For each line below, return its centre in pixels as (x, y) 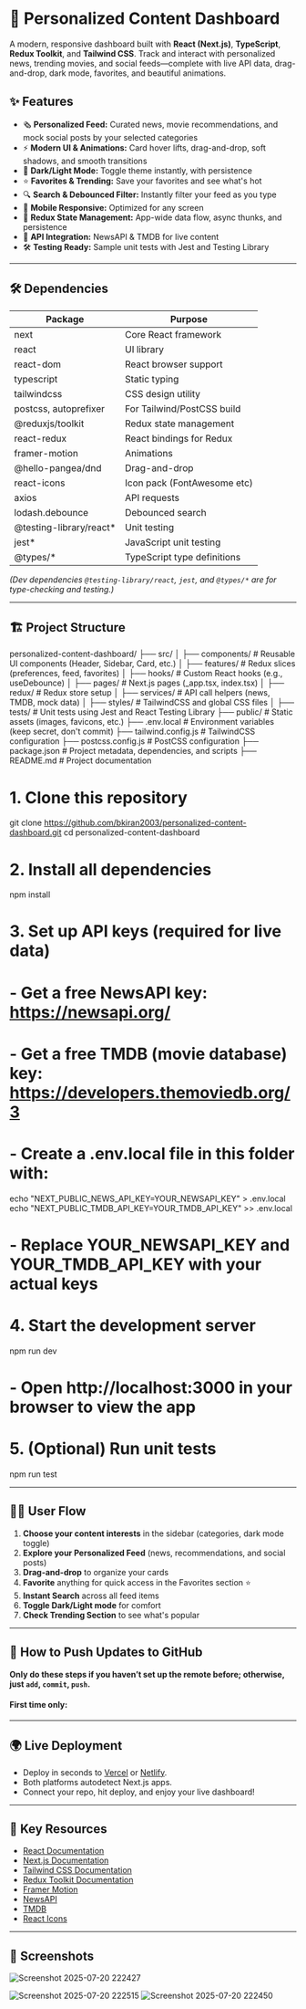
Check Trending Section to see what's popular (111, 1615)
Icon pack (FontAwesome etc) (189, 483)
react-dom (38, 364)
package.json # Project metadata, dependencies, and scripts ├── (133, 751)
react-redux (41, 438)
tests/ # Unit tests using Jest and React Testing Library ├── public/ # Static (151, 712)
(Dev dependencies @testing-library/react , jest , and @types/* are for (143, 580)
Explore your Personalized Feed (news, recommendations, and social (154, 1553)
